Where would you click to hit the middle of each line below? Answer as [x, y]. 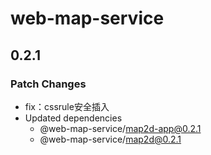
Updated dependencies [73, 118]
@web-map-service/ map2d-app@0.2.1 [120, 128]
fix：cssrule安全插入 [67, 106]
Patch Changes [48, 84]
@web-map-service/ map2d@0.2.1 [110, 139]
